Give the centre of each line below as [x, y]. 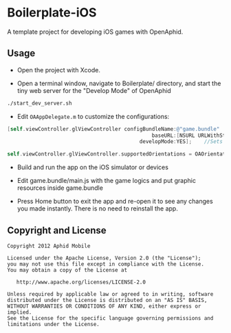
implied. [20, 312]
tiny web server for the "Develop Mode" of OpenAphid [94, 90]
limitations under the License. [53, 324]
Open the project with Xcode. [59, 69]
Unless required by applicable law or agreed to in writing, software [110, 294]
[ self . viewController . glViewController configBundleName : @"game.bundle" [113, 129]
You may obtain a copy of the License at [67, 270]
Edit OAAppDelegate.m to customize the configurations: [93, 116]
